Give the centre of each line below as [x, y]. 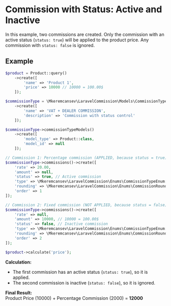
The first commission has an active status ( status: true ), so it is [80, 272]
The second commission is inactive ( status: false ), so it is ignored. [84, 283]
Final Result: [19, 293]
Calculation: [19, 262]
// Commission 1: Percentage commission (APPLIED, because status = [79, 158]
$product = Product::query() [36, 73]
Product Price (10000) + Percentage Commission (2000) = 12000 [74, 298]
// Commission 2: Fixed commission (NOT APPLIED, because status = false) [86, 205]
